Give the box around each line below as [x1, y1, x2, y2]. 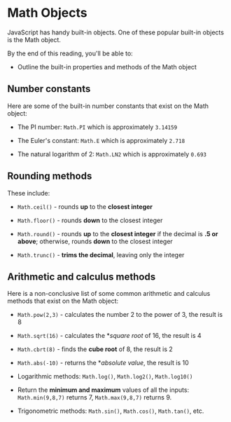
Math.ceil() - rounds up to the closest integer [17, 202, 153, 211]
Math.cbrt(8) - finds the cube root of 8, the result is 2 [17, 345, 173, 353]
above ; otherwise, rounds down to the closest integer [17, 237, 173, 245]
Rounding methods [7, 170, 92, 182]
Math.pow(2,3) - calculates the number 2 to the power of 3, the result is [17, 311, 223, 319]
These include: [7, 189, 50, 197]
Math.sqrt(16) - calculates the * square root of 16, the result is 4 [17, 332, 202, 340]
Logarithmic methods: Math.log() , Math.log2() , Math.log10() [17, 372, 193, 381]
